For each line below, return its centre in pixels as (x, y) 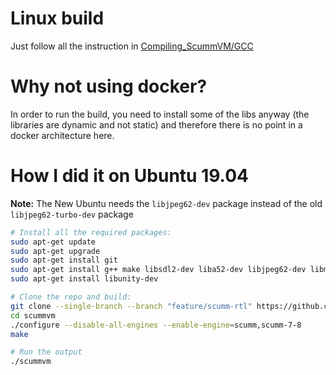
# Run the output (46, 352)
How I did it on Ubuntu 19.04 (129, 176)
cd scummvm (33, 315)
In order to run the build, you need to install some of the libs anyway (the (160, 114)
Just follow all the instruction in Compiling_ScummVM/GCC (132, 46)
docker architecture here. (62, 135)
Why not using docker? (109, 86)
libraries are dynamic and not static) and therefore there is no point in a (156, 124)
